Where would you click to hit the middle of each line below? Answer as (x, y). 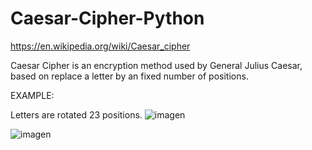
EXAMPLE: (32, 95)
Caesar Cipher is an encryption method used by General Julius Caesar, (156, 65)
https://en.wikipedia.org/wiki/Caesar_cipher (100, 46)
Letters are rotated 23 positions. (76, 114)
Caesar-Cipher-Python (107, 18)
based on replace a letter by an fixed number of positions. (129, 76)
